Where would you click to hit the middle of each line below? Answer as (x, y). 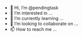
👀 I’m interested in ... (31, 13)
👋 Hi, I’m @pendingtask (34, 8)
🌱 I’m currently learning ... (37, 18)
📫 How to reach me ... (33, 29)
